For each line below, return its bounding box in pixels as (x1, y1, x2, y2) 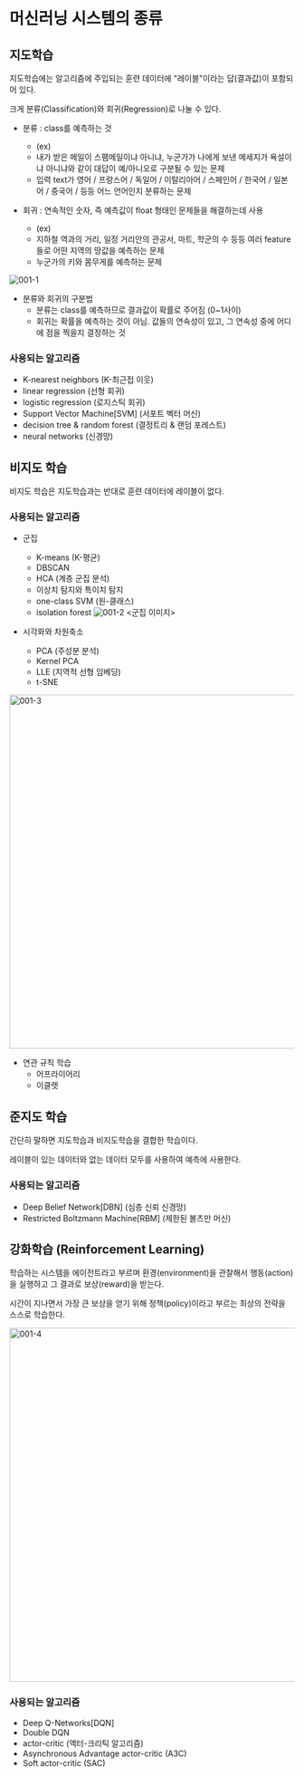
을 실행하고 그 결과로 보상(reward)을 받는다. (9, 1279, 165, 1289)
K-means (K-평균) (35, 552, 101, 563)
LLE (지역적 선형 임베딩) (35, 667, 121, 678)
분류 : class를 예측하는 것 (22, 123, 112, 133)
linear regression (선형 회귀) (22, 386, 125, 397)
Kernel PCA (35, 656, 80, 667)
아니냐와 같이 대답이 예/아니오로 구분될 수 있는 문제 (45, 163, 225, 173)
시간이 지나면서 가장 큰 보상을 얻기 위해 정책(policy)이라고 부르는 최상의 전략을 (9, 1298, 287, 1309)
